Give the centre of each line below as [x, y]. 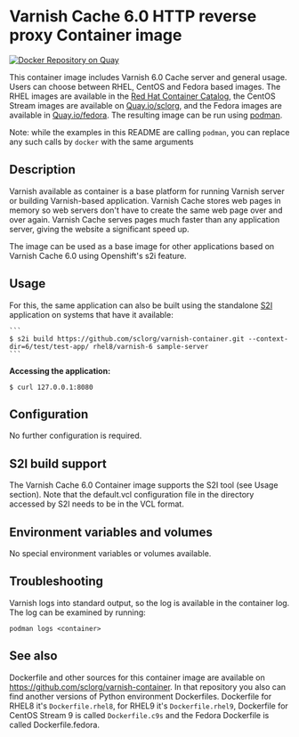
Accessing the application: [60, 370]
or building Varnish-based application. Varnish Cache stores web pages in [145, 200]
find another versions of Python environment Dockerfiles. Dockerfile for [141, 696]
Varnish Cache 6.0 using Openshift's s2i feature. [98, 255]
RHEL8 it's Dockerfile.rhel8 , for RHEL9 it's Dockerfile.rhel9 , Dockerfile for [149, 706]
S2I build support [58, 463]
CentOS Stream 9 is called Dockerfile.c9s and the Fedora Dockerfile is [139, 715]
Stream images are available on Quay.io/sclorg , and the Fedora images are [145, 105]
